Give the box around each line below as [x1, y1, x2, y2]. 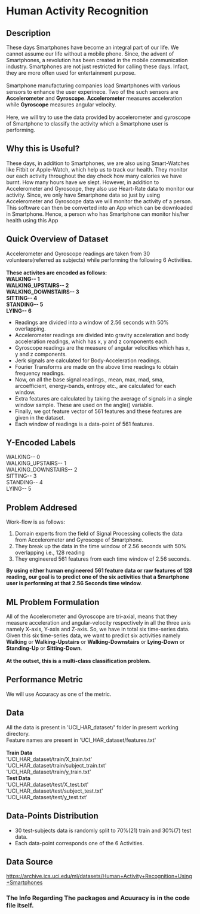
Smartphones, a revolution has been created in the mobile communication [6, 57, 188, 63]
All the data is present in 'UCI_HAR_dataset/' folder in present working [6, 723, 179, 730]
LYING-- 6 [6, 307, 32, 314]
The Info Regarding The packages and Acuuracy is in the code [6, 894, 190, 902]
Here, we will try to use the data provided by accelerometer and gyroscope [6, 114, 191, 121]
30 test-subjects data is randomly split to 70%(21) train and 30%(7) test [14, 827, 192, 834]
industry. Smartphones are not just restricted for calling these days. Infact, [6, 63, 189, 70]
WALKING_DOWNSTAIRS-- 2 [6, 466, 78, 473]
